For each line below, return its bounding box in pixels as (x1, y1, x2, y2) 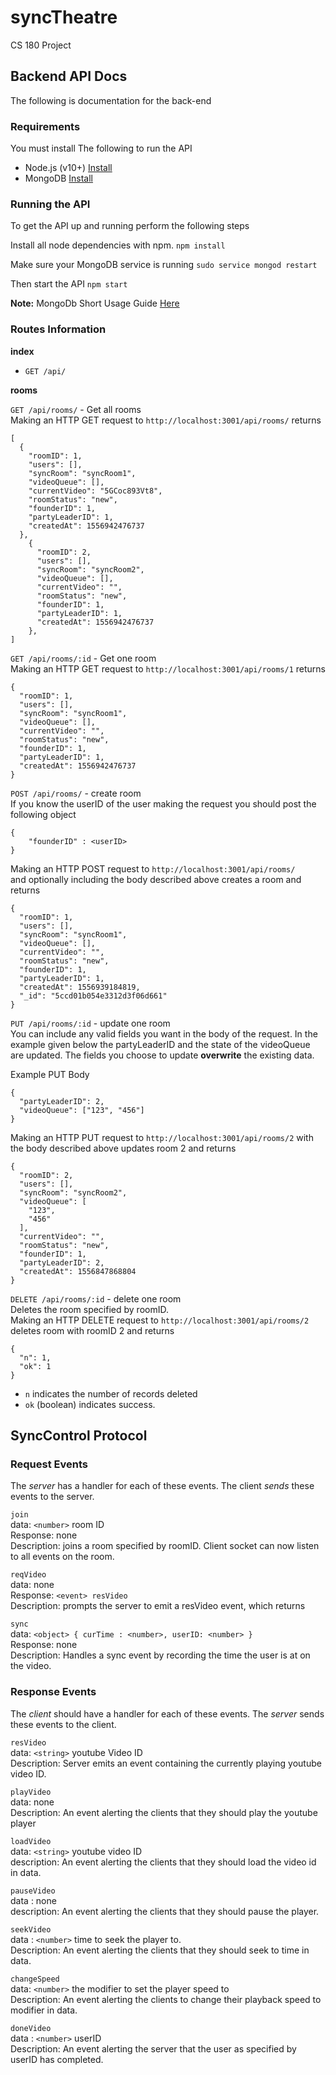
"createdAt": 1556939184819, (19, 982, 141, 992)
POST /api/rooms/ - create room (10, 787, 142, 799)
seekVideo (10, 1924, 52, 1935)
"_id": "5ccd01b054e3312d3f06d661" (19, 991, 168, 1001)
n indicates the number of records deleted (24, 1387, 198, 1400)
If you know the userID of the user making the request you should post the (10, 797, 317, 810)
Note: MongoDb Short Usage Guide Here (10, 297, 180, 310)
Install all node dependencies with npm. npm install (10, 239, 226, 251)
